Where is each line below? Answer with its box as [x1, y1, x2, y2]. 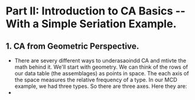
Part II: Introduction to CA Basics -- [5, 4, 186, 18]
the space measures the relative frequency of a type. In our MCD [14, 77, 177, 83]
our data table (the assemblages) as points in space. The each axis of [14, 70, 190, 77]
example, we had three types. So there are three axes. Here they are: [14, 83, 188, 90]
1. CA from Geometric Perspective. [5, 41, 140, 51]
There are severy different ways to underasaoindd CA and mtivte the [14, 57, 186, 64]
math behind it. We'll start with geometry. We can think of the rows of [14, 63, 188, 70]
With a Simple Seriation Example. [5, 17, 177, 31]
